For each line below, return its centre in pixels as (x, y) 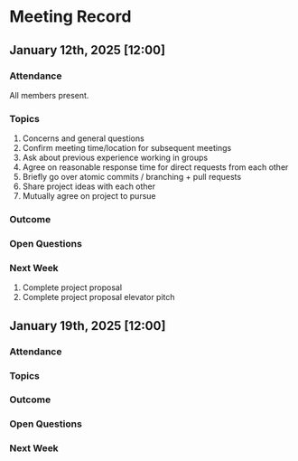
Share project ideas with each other (89, 186)
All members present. (49, 95)
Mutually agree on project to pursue (89, 196)
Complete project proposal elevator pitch (98, 297)
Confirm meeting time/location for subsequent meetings (127, 148)
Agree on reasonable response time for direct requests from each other (155, 167)
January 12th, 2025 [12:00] (87, 50)
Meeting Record (70, 17)
